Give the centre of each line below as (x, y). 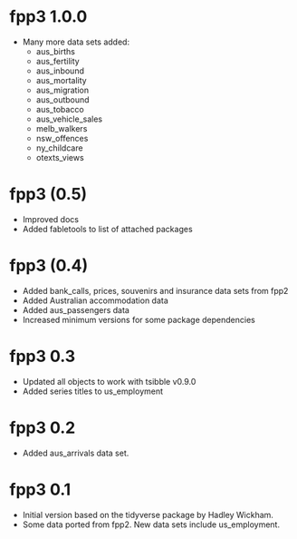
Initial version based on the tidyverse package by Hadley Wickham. (148, 514)
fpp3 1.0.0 (48, 17)
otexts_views (60, 157)
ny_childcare (59, 148)
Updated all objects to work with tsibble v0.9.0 (109, 381)
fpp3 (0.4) (49, 266)
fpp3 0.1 (40, 490)
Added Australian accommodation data (96, 300)
